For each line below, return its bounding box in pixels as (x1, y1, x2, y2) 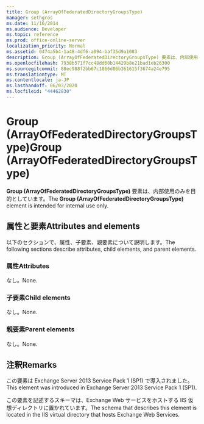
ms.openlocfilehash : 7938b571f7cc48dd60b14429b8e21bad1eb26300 (6, 60, 171, 66)
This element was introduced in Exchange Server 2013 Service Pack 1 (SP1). (6, 384, 197, 391)
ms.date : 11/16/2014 (6, 20, 59, 26)
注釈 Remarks (6, 359, 57, 370)
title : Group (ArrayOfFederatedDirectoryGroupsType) (6, 9, 143, 15)
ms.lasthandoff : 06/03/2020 (6, 83, 78, 89)
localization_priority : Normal (6, 43, 86, 49)
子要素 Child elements (6, 293, 71, 302)
